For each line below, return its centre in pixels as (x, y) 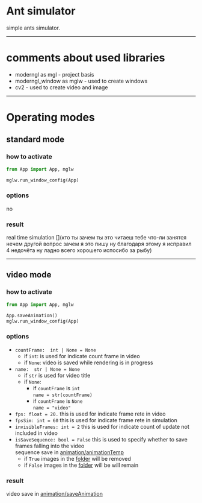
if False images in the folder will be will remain (81, 465)
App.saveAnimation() (32, 315)
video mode (29, 275)
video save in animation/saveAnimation (55, 494)
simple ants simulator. (33, 28)
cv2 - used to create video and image (61, 87)
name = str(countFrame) (63, 395)
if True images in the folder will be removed (77, 458)
